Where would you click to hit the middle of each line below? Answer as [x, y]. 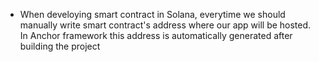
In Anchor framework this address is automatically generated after [156, 35]
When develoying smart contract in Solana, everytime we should [152, 14]
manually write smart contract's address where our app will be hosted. [165, 25]
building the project [60, 46]
